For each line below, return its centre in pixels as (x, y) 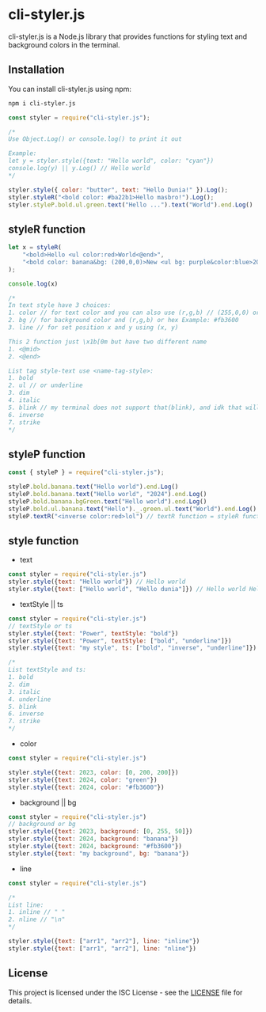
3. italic (25, 692)
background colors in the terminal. (64, 44)
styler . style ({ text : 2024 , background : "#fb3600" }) (95, 847)
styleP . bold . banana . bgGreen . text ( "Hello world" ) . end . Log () (108, 501)
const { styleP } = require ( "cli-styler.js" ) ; (86, 472)
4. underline (30, 699)
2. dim (19, 684)
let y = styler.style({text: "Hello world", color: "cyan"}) (111, 161)
